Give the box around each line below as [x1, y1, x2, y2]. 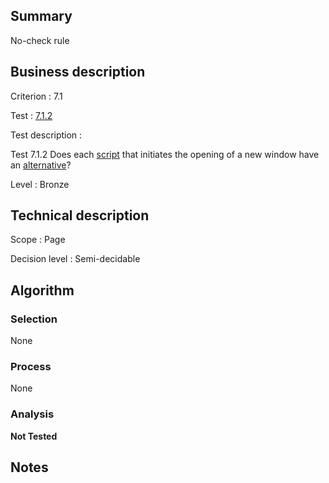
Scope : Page [10, 234, 66, 246]
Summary [10, 8, 73, 25]
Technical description [10, 207, 150, 224]
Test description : [10, 129, 83, 141]
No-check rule [10, 34, 70, 46]
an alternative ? [10, 159, 72, 171]
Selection [10, 312, 58, 326]
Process [10, 360, 52, 374]
